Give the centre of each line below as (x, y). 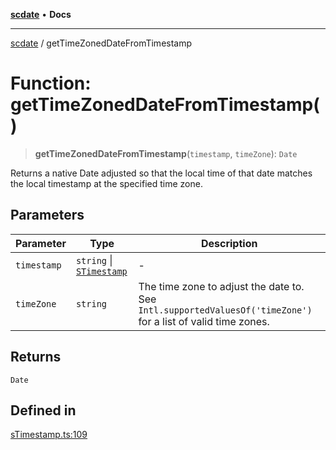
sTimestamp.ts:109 (49, 435)
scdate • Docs (41, 14)
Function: (51, 83)
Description (229, 243)
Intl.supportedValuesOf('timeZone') (225, 310)
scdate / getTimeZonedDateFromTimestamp (101, 43)
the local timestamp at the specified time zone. (106, 183)
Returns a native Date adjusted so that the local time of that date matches (161, 173)
